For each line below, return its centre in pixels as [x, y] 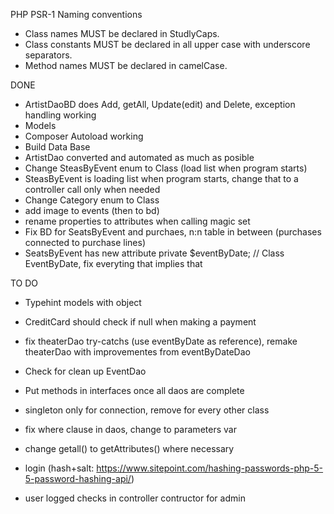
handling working [60, 115]
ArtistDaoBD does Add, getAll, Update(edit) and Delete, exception [160, 104]
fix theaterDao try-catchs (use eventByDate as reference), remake [161, 341]
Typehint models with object [83, 302]
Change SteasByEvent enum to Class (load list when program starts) [166, 168]
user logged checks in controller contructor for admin [135, 498]
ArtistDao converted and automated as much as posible [139, 157]
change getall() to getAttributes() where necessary [129, 448]
